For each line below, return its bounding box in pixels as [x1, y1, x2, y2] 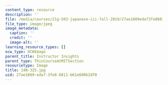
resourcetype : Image [5, 63, 48, 68]
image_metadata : [5, 26, 39, 31]
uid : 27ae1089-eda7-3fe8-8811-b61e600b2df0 [5, 72, 97, 77]
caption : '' [9, 30, 35, 35]
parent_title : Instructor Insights [5, 53, 79, 59]
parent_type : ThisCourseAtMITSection [5, 58, 84, 63]
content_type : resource [5, 7, 55, 12]
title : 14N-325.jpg [5, 68, 46, 73]
